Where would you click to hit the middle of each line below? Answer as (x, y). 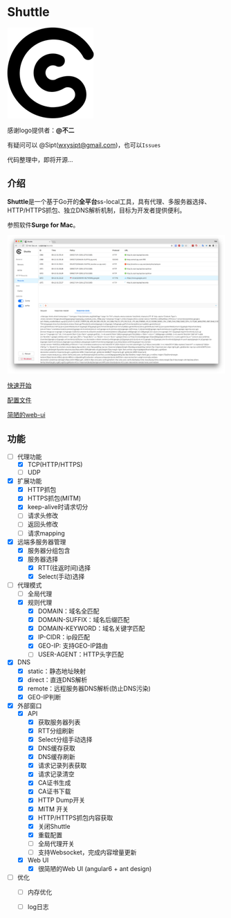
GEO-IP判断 (44, 697)
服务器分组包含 (49, 550)
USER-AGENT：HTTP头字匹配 (81, 654)
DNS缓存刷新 (57, 757)
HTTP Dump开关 (61, 800)
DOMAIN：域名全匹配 (68, 611)
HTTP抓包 (42, 490)
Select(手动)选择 (61, 576)
